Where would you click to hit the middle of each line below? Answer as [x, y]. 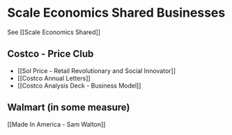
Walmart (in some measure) [69, 108]
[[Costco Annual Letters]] [54, 78]
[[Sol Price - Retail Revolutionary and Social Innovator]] [96, 70]
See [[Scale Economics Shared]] [54, 32]
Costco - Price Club [51, 54]
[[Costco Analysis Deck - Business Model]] [79, 86]
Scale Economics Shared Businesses [116, 13]
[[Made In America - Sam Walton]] [56, 124]
